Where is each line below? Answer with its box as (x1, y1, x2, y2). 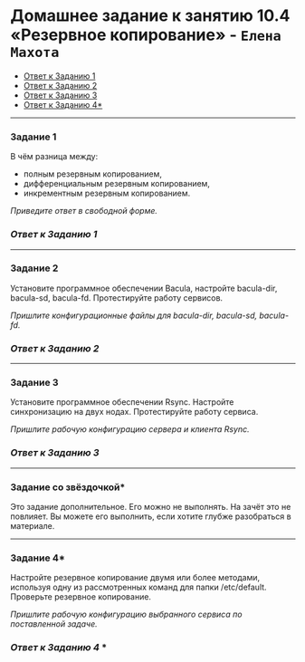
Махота (10, 44, 60, 62)
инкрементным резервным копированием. (23, 187, 191, 199)
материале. (10, 521, 55, 532)
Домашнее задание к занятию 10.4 (10, 5, 291, 26)
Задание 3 (10, 377, 59, 389)
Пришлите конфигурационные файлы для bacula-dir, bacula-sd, (10, 310, 257, 321)
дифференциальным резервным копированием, (23, 178, 211, 189)
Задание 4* (10, 552, 66, 564)
